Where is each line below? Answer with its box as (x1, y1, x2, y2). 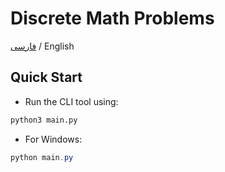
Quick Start (10, 69, 83, 86)
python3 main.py (10, 115, 78, 125)
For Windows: (24, 133, 83, 145)
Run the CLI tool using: (24, 95, 119, 107)
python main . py (10, 152, 74, 162)
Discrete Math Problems (10, 7, 215, 30)
